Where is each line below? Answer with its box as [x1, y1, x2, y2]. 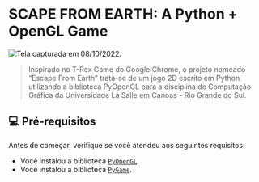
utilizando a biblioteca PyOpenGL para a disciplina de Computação [28, 82, 252, 91]
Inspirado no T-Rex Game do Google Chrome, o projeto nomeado [28, 64, 246, 74]
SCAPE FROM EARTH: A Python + [8, 5, 238, 23]
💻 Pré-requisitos [8, 115, 96, 129]
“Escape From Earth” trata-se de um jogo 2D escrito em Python [28, 73, 240, 83]
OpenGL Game [8, 22, 108, 40]
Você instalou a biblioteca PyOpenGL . [19, 155, 140, 166]
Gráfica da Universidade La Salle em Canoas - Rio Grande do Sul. [28, 90, 247, 99]
